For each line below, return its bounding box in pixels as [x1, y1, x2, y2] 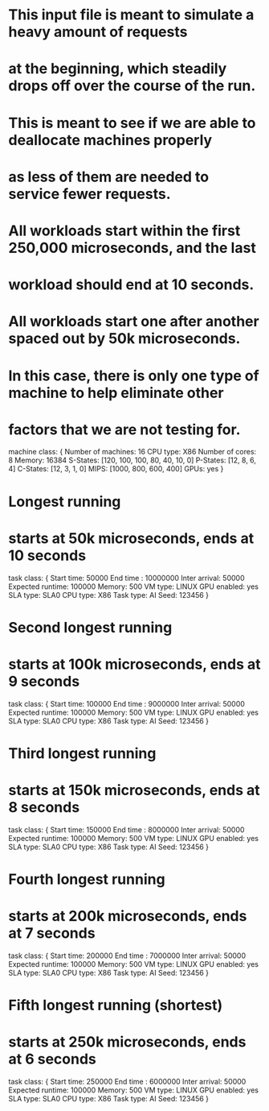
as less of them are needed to [8, 168, 210, 186]
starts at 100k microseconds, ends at [8, 655, 261, 674]
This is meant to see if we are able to [8, 114, 256, 132]
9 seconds [8, 672, 80, 690]
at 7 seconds [8, 924, 96, 943]
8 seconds [8, 798, 80, 817]
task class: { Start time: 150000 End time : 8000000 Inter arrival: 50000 [8, 824, 245, 835]
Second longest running [8, 618, 173, 636]
